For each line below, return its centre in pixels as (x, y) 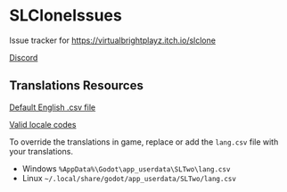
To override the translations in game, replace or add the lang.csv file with (144, 142)
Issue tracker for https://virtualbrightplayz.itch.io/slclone (113, 40)
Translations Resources (77, 86)
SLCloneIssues (66, 16)
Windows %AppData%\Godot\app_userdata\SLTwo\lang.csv (126, 168)
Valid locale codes (43, 124)
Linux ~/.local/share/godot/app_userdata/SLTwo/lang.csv (129, 178)
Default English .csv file (53, 107)
